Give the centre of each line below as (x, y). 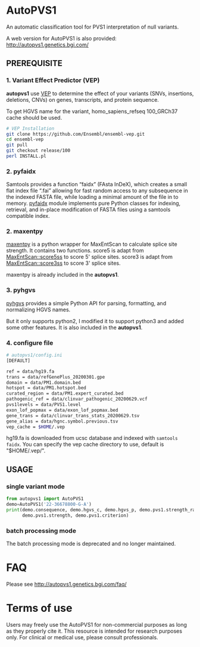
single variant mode (36, 486)
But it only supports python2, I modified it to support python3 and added (95, 321)
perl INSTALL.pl (26, 156)
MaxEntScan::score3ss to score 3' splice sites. (63, 263)
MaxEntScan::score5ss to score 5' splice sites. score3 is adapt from (90, 257)
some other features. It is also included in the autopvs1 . (74, 327)
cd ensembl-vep (25, 140)
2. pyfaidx (21, 171)
